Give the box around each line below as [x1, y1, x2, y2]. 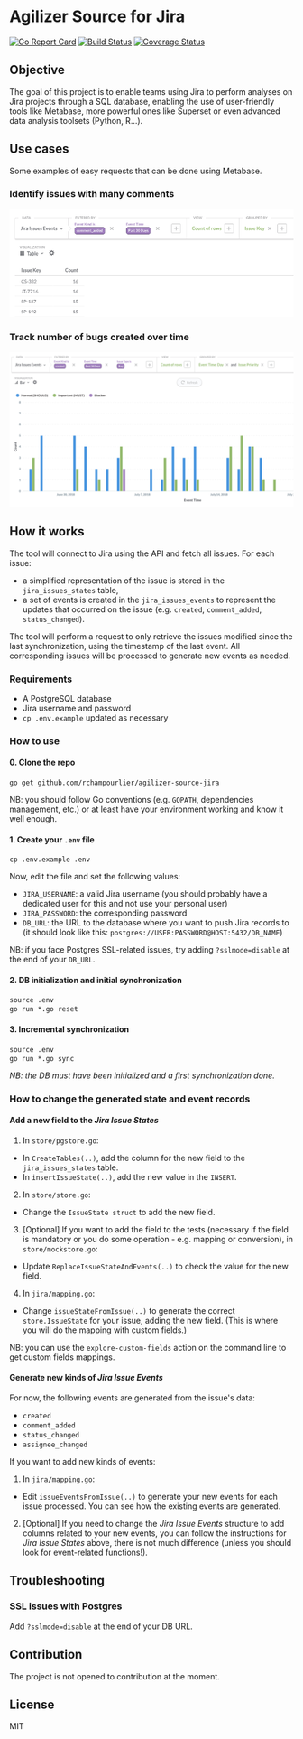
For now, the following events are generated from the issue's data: [9, 1392, 255, 1403]
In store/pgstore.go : [22, 1135, 99, 1146]
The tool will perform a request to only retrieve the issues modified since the [9, 630, 293, 642]
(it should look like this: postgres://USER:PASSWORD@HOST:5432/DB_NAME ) [22, 927, 283, 938]
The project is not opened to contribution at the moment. [9, 1670, 221, 1681]
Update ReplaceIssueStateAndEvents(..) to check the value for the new [22, 1260, 289, 1271]
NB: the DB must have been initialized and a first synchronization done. [9, 1070, 275, 1081]
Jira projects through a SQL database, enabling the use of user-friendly [9, 96, 275, 107]
